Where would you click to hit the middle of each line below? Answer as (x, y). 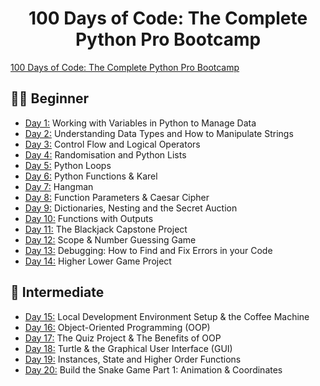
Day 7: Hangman (59, 186)
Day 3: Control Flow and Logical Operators (112, 144)
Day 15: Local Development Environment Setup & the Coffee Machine (167, 316)
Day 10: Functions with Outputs (89, 218)
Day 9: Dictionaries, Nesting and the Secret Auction (131, 208)
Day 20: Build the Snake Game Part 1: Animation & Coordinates (153, 369)
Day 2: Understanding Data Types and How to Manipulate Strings (159, 133)
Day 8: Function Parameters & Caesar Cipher (117, 197)
